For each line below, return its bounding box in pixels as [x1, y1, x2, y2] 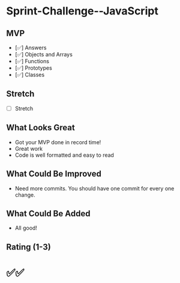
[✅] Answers [14, 44, 47, 51]
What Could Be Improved [6, 169, 102, 179]
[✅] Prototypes [14, 64, 52, 72]
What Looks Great [6, 123, 75, 133]
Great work [14, 145, 43, 152]
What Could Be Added [6, 208, 91, 219]
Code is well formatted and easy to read [14, 151, 114, 159]
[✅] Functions [14, 58, 50, 64]
